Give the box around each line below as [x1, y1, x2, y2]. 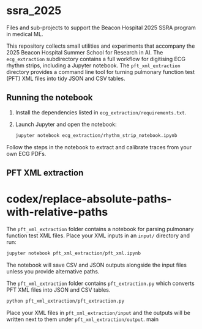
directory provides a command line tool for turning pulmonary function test [6, 68, 195, 75]
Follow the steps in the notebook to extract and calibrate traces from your [6, 143, 192, 150]
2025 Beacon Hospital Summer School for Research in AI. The [6, 48, 163, 56]
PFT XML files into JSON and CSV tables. [6, 286, 111, 294]
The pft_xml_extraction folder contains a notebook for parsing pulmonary [6, 225, 194, 232]
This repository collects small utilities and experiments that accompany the [6, 42, 195, 50]
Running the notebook [6, 92, 93, 103]
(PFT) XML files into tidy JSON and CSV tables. [6, 75, 125, 82]
